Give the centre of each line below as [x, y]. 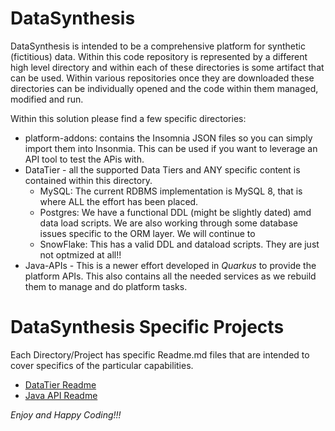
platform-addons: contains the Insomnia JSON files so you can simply [168, 138]
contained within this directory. [88, 180]
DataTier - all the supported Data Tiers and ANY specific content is [162, 169]
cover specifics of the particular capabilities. [102, 365]
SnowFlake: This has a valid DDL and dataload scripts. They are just [179, 244]
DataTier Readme [60, 384]
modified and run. [47, 99]
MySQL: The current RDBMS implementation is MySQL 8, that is [171, 191]
